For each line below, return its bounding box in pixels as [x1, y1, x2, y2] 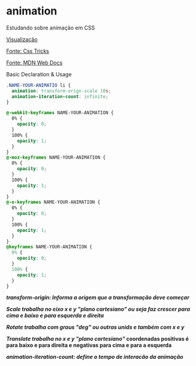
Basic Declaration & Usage [6, 70, 72, 78]
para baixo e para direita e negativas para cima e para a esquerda [6, 341, 172, 349]
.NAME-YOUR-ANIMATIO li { [6, 82, 71, 88]
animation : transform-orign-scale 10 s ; [11, 88, 111, 94]
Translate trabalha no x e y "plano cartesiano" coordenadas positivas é [6, 335, 189, 343]
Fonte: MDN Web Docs [6, 59, 63, 66]
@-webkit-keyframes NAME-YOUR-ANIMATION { [6, 110, 114, 116]
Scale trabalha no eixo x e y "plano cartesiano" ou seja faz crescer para [6, 305, 191, 313]
